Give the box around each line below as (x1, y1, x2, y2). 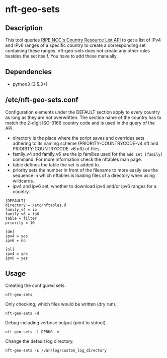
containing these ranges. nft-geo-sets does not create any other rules (5, 48, 150, 53)
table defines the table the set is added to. (12, 161, 101, 167)
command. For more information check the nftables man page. (12, 156, 142, 162)
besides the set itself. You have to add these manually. (5, 53, 118, 59)
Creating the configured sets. (5, 282, 66, 288)
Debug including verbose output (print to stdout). (5, 320, 107, 326)
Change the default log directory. (5, 338, 74, 344)
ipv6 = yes (5, 256, 28, 261)
